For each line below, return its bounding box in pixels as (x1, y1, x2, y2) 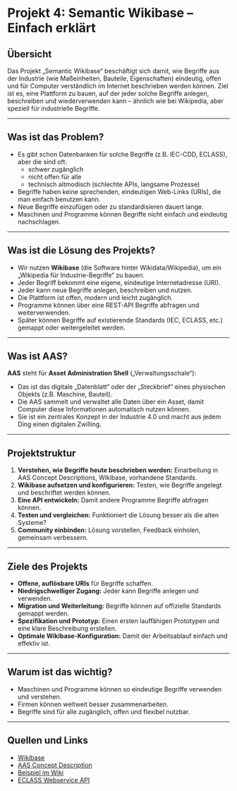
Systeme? (17, 519, 47, 527)
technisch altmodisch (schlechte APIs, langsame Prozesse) (28, 180, 200, 188)
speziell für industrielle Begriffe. (7, 104, 100, 112)
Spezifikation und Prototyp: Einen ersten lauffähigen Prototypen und (17, 617, 220, 625)
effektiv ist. (17, 639, 51, 648)
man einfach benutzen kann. (17, 195, 101, 203)
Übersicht (7, 48, 52, 60)
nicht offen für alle (28, 172, 82, 181)
